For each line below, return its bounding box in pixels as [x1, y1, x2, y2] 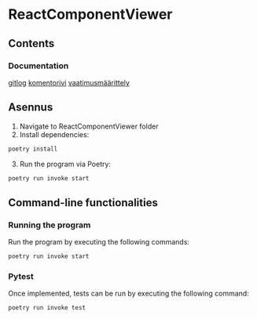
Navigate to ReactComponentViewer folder [19, 121, 159, 131]
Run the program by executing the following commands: [8, 237, 190, 247]
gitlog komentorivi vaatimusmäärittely [8, 78, 130, 87]
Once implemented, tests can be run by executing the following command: [8, 288, 249, 299]
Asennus [8, 100, 53, 114]
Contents [8, 37, 55, 50]
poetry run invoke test [8, 304, 86, 312]
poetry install [8, 145, 58, 153]
